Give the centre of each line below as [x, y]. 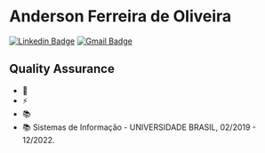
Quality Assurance [62, 69]
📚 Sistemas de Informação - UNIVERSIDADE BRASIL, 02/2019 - [139, 127]
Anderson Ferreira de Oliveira [120, 16]
